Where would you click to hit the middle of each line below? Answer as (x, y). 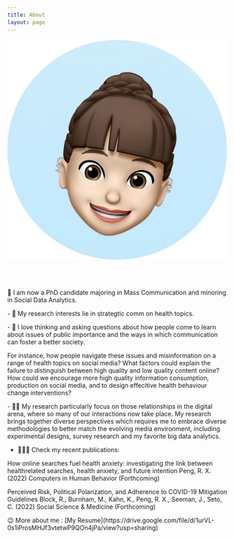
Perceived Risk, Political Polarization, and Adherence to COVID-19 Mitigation (117, 491)
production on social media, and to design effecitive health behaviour (107, 385)
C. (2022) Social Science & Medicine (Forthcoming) (82, 506)
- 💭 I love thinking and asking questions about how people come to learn (112, 327)
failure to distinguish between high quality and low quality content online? (113, 370)
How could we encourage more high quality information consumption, (108, 378)
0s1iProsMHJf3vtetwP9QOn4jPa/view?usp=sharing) (83, 527)
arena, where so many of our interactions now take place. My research (109, 414)
